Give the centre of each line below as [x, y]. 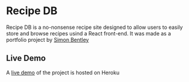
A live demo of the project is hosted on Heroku [63, 73]
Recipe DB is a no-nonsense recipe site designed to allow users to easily [94, 27]
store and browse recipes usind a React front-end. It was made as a [89, 33]
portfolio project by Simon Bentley [48, 40]
